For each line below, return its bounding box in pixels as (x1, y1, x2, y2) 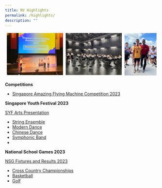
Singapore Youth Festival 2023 (5, 101, 69, 106)
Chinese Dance (12, 130, 43, 135)
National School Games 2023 (5, 149, 65, 155)
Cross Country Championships (12, 168, 74, 174)
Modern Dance (12, 124, 42, 130)
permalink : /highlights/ (5, 13, 55, 18)
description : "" (5, 18, 38, 23)
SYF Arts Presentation (5, 110, 49, 116)
